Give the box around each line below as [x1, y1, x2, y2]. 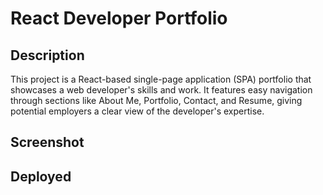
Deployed [10, 168, 72, 185]
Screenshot [10, 134, 85, 151]
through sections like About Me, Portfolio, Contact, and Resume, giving [10, 95, 303, 106]
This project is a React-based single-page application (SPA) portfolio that [10, 73, 312, 85]
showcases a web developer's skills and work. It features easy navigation [10, 84, 313, 96]
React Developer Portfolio [10, 7, 228, 30]
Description [10, 47, 85, 64]
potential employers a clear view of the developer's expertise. [10, 105, 265, 117]
